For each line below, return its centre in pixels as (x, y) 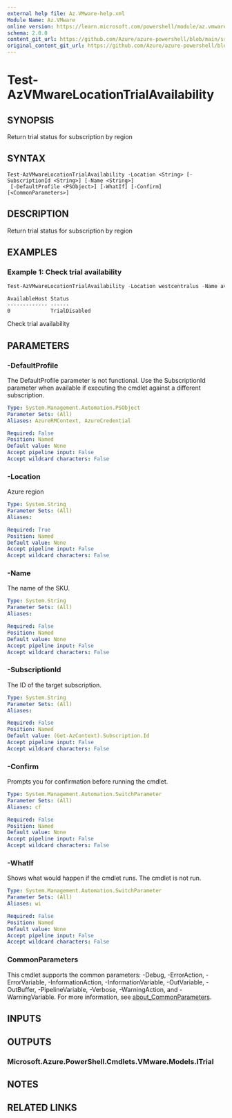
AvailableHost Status (38, 299)
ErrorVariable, (27, 982)
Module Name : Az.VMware (41, 20)
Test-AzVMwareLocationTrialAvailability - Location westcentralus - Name (112, 287)
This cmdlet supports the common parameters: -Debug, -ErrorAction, (106, 975)
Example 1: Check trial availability (65, 272)
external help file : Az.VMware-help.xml (66, 13)
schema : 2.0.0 (28, 33)
